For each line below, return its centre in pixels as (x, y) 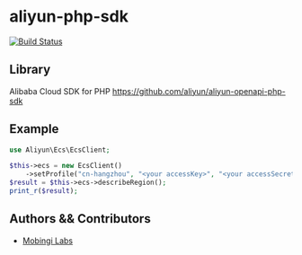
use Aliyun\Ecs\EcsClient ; (60, 150)
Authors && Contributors (80, 219)
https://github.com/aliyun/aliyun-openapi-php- (199, 91)
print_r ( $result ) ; (44, 191)
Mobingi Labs (48, 241)
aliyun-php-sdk (69, 17)
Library (30, 70)
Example (34, 129)
